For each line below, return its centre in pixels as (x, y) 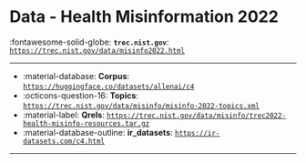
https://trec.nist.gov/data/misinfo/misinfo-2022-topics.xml (141, 106)
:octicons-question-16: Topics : (81, 95)
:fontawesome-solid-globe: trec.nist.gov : (89, 42)
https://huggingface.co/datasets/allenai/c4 (108, 87)
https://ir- (197, 133)
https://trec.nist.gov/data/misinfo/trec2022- (196, 116)
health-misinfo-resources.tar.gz (86, 123)
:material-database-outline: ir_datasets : (97, 132)
